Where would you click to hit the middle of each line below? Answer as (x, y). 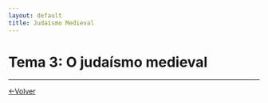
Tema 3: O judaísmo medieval (108, 62)
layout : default (35, 15)
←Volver (22, 91)
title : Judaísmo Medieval (51, 23)
